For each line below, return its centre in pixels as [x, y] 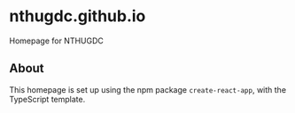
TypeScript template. [47, 99]
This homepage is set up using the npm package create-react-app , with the [147, 89]
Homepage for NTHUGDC [57, 41]
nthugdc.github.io [78, 16]
